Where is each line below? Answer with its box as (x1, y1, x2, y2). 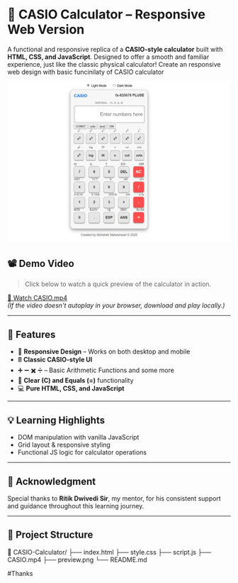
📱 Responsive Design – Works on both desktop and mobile (17, 347, 191, 356)
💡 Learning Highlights (7, 414, 105, 426)
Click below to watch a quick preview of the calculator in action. (24, 280, 212, 288)
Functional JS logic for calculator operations (17, 448, 147, 457)
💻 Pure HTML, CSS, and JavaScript (17, 384, 125, 393)
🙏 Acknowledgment (7, 475, 96, 487)
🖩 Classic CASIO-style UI (17, 355, 93, 364)
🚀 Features (7, 328, 56, 340)
